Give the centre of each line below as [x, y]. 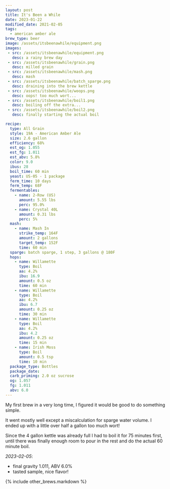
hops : [16, 257]
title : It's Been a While [33, 15]
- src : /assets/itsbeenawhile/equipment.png [55, 53]
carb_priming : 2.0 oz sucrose [42, 376]
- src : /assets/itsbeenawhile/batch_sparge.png [59, 81]
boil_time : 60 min [30, 171]
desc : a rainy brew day [37, 58]
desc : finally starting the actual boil [56, 115]
